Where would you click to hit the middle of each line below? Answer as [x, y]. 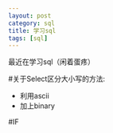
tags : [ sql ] [28, 38]
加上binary [37, 106]
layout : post [30, 16]
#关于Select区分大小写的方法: [57, 79]
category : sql [32, 23]
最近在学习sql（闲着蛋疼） [52, 62]
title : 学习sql [32, 30]
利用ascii [34, 96]
